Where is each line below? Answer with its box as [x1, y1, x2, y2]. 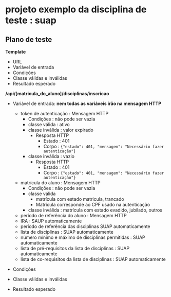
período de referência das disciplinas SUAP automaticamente [20, 223, 150, 230]
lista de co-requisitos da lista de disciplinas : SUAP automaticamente [20, 256, 166, 262]
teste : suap [5, 14, 56, 26]
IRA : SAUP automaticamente [20, 218, 82, 224]
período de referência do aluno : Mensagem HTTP [20, 213, 127, 218]
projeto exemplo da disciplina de [5, 4, 147, 15]
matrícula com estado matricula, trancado [35, 196, 124, 202]
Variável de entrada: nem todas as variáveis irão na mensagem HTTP [12, 100, 162, 107]
